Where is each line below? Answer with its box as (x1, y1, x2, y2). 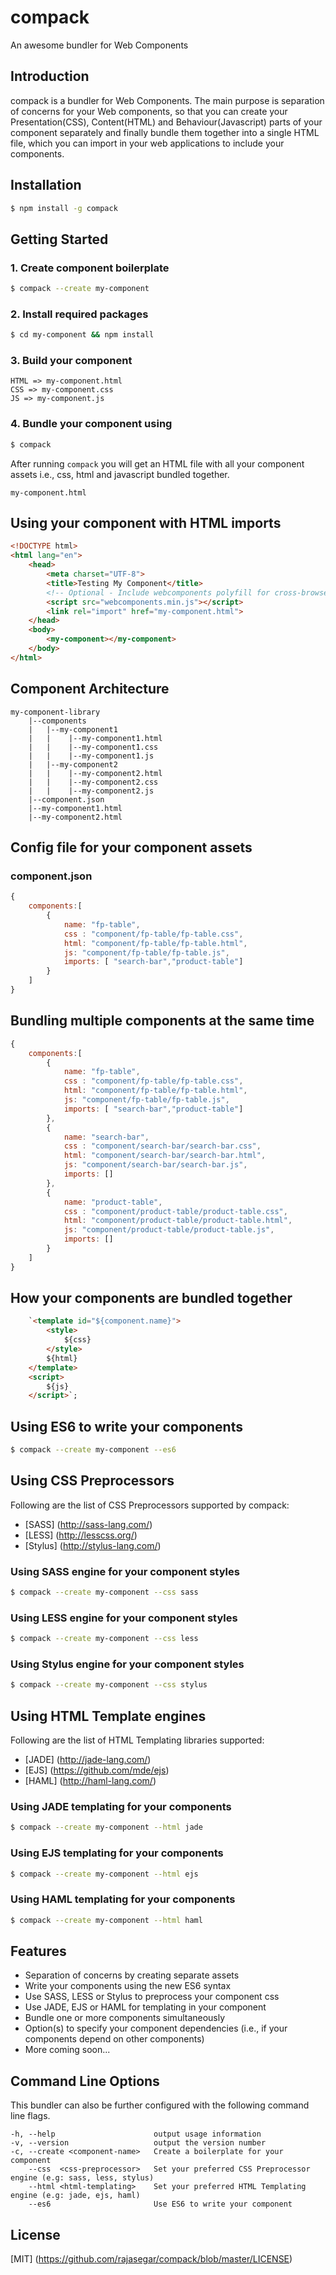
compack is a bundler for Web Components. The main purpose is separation (10, 94, 325, 106)
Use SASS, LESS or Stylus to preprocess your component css (24, 1991, 280, 2003)
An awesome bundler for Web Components (10, 39, 189, 51)
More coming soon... (24, 2044, 111, 2056)
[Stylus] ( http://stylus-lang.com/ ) (24, 1539, 162, 1551)
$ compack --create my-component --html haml (10, 1915, 203, 1925)
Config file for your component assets (10, 839, 253, 856)
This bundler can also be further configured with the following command (10, 2099, 310, 2111)
